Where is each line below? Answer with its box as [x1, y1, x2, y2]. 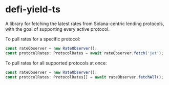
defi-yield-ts [5, 4, 60, 15]
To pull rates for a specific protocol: [5, 36, 80, 42]
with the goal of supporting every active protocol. [5, 26, 110, 32]
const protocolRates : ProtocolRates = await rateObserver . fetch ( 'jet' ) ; [5, 50, 164, 56]
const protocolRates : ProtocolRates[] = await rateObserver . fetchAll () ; [5, 74, 164, 80]
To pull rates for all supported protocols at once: [5, 60, 107, 66]
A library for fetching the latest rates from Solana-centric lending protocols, [5, 20, 164, 27]
